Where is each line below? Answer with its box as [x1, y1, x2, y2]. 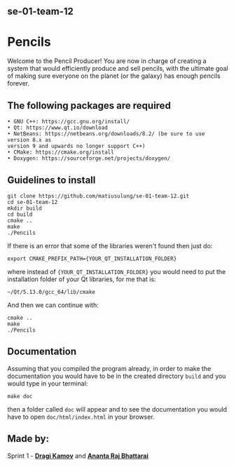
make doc [7, 393, 33, 400]
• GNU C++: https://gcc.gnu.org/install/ [7, 119, 130, 126]
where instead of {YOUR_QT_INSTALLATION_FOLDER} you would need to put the [7, 267, 226, 276]
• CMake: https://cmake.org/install [7, 149, 114, 156]
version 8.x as [7, 137, 52, 144]
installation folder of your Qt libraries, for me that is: [7, 275, 156, 283]
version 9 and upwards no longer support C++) [7, 143, 146, 150]
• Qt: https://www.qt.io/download [7, 124, 109, 132]
